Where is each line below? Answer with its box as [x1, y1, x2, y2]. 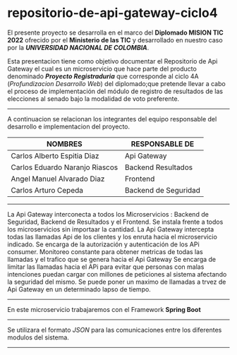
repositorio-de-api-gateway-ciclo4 [7, 5, 218, 21]
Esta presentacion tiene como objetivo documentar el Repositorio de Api [7, 56, 218, 65]
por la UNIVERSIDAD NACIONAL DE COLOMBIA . [7, 43, 150, 52]
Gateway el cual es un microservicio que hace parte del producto [7, 64, 197, 73]
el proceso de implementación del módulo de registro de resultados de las [7, 87, 224, 95]
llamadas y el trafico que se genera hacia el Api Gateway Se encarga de [7, 255, 217, 263]
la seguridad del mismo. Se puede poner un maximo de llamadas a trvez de [7, 277, 226, 286]
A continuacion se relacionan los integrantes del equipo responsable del [7, 114, 217, 123]
